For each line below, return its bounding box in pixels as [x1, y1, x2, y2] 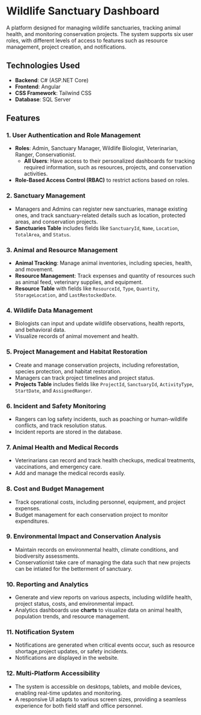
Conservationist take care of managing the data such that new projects [14, 558, 191, 566]
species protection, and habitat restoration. [14, 367, 122, 375]
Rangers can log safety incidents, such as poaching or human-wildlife [14, 415, 188, 423]
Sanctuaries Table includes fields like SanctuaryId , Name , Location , [14, 224, 179, 232]
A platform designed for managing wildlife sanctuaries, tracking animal [6, 24, 181, 31]
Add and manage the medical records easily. [14, 469, 126, 477]
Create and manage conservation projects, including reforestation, [14, 361, 179, 369]
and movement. [14, 266, 54, 273]
